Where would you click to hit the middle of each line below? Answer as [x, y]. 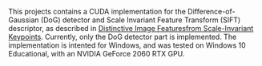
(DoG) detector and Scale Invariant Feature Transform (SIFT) [141, 20]
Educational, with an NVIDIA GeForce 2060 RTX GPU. [97, 54]
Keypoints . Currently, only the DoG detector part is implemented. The [123, 37]
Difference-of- [212, 12]
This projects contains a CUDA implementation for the [97, 12]
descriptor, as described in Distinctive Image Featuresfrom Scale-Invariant [131, 28]
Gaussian [24, 20]
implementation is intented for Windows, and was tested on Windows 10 [127, 45]
